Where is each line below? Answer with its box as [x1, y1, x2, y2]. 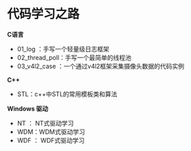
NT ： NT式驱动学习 [16, 119, 74, 127]
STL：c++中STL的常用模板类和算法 [16, 90, 118, 98]
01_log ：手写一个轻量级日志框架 [16, 45, 110, 53]
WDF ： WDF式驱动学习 [16, 136, 85, 144]
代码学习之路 [7, 6, 80, 22]
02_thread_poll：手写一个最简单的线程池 [16, 53, 132, 62]
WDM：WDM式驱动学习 [16, 128, 85, 136]
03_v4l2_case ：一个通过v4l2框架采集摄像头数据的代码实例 [16, 62, 185, 70]
